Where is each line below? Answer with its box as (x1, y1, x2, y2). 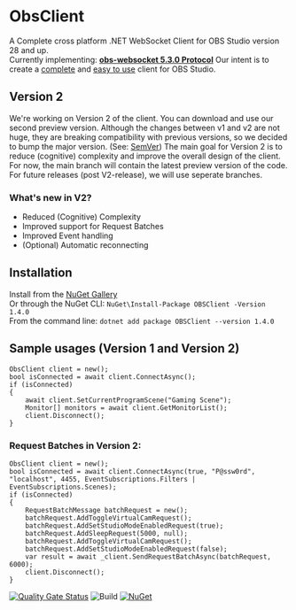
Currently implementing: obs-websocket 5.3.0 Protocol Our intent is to (9, 54, 269, 65)
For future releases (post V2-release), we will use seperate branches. (9, 169, 263, 180)
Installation (9, 266, 73, 281)
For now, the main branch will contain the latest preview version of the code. (9, 159, 288, 170)
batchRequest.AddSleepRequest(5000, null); (25, 529, 189, 537)
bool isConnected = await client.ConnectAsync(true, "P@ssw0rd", (9, 467, 255, 475)
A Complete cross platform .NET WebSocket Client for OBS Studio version (9, 35, 280, 46)
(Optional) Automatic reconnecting (21, 240, 149, 251)
